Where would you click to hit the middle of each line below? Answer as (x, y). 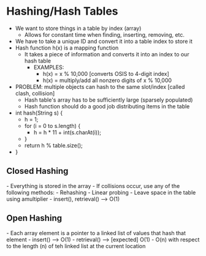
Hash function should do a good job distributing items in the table (107, 106)
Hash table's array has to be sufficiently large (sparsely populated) (109, 100)
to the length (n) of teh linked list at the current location (76, 246)
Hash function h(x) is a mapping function (67, 48)
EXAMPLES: (49, 67)
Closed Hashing (37, 171)
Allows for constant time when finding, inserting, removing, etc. (105, 34)
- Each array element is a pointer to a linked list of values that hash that (96, 233)
